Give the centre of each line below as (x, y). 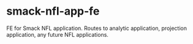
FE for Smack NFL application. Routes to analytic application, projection (96, 28)
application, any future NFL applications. (58, 34)
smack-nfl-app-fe (53, 11)
